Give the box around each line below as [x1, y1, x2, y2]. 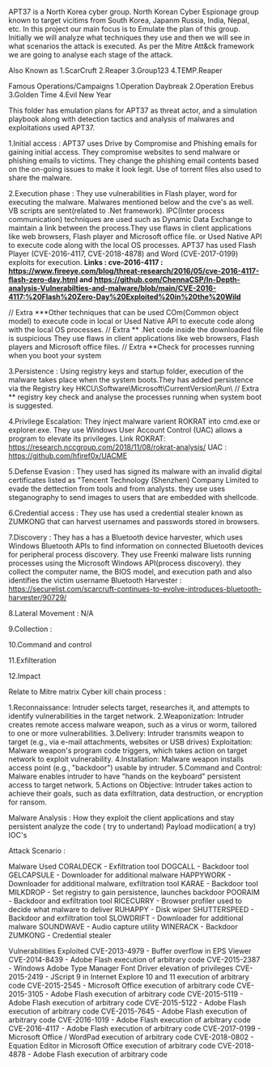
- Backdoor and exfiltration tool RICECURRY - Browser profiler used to [8, 896, 243, 906]
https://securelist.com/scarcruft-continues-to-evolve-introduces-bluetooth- [8, 584, 261, 594]
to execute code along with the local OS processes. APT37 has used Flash [8, 241, 257, 250]
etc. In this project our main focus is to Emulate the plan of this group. [8, 24, 240, 33]
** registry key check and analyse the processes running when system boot [8, 392, 262, 402]
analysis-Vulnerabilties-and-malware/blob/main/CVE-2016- [8, 284, 217, 292]
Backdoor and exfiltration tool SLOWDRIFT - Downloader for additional [8, 913, 244, 923]
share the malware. [8, 173, 73, 182]
